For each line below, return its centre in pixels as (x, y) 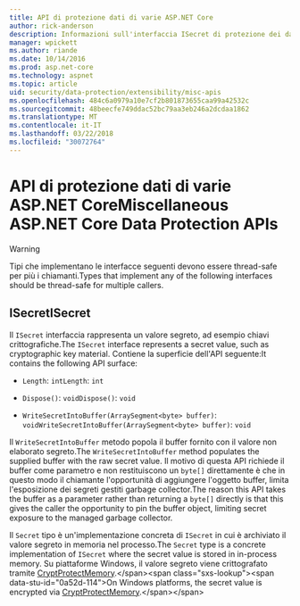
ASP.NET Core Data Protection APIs (144, 224)
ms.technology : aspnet (51, 76)
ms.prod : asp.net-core (51, 68)
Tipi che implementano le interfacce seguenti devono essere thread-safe (143, 266)
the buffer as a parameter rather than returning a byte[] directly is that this (146, 498)
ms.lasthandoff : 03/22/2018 (62, 134)
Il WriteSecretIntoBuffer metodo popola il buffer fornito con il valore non (143, 442)
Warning (25, 249)
